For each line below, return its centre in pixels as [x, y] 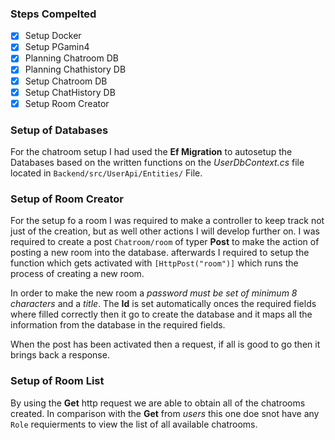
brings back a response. [60, 355]
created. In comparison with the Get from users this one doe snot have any [165, 413]
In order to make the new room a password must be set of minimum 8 [154, 293]
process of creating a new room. [77, 274]
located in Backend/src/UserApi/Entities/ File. [106, 173]
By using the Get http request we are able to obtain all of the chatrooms [158, 403]
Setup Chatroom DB [66, 81]
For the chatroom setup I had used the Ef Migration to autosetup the [151, 152]
